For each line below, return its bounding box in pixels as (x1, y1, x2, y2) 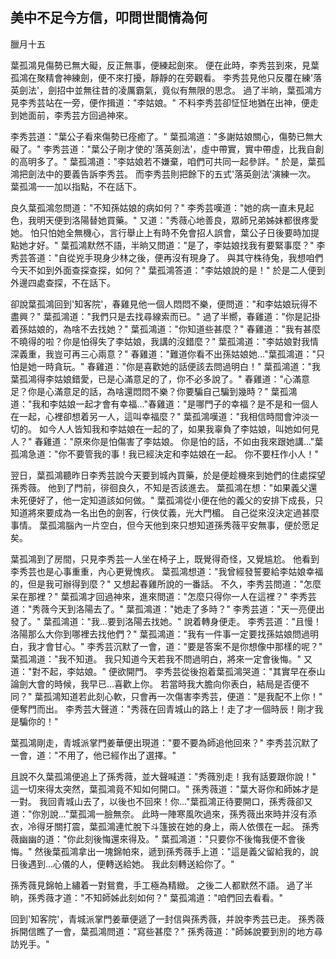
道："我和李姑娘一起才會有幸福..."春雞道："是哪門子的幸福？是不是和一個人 (10, 398, 319, 410)
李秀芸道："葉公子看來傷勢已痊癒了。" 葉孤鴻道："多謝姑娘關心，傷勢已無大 (10, 130, 323, 142)
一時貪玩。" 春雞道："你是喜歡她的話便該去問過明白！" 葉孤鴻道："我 (36, 360, 321, 372)
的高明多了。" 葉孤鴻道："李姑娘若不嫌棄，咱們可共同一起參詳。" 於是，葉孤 (10, 155, 326, 167)
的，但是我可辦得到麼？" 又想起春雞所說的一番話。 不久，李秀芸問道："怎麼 (10, 578, 322, 590)
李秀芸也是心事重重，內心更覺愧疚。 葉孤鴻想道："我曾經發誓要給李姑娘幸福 (10, 565, 324, 577)
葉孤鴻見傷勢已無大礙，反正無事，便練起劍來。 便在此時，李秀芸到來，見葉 (10, 59, 320, 71)
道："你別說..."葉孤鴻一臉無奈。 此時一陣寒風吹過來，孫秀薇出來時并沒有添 (10, 808, 317, 820)
